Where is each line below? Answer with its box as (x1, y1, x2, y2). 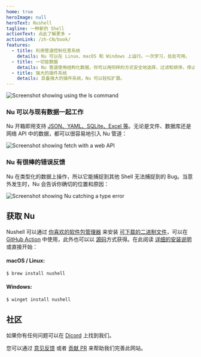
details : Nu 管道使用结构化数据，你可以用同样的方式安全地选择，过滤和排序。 (17, 64, 187, 71)
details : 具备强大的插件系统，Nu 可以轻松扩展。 (17, 75, 125, 81)
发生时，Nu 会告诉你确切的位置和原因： (11, 180, 109, 187)
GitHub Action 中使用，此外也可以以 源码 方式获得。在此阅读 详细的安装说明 (6, 236, 192, 243)
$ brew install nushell (6, 270, 66, 276)
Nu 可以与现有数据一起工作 (6, 108, 84, 117)
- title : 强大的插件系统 (11, 70, 68, 76)
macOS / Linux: (6, 257, 45, 264)
